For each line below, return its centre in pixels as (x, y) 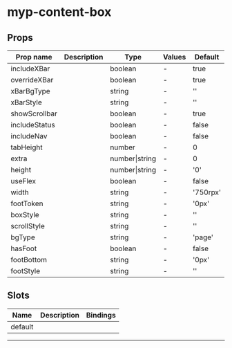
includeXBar (30, 68)
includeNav (29, 136)
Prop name (34, 57)
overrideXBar (32, 80)
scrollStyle (28, 226)
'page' (203, 237)
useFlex (23, 181)
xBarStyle (27, 102)
